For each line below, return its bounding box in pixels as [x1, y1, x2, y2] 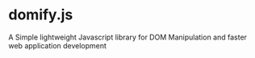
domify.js [8, 6, 73, 24]
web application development [8, 40, 107, 50]
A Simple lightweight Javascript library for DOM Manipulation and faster [8, 32, 248, 42]
